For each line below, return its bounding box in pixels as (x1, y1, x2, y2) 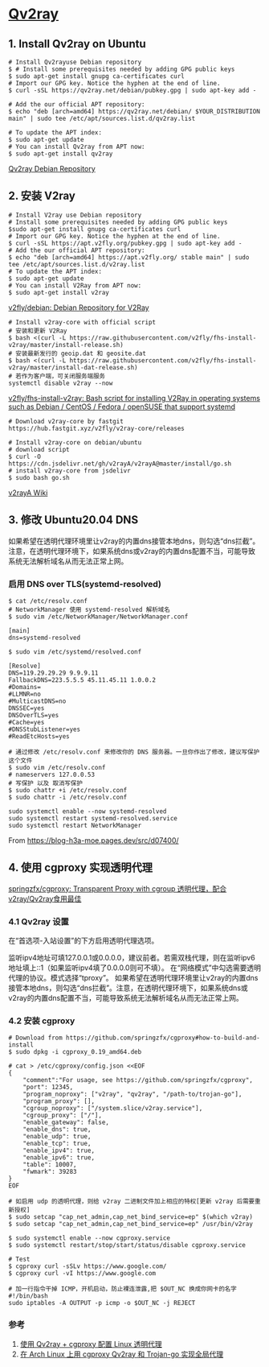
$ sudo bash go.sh (8, 473, 70, 481)
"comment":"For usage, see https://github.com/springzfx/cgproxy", (22, 1076, 253, 1084)
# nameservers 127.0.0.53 (8, 770, 95, 778)
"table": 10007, (22, 1161, 78, 1169)
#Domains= (8, 683, 42, 691)
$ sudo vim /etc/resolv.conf (8, 763, 106, 771)
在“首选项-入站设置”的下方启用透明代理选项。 (8, 935, 159, 946)
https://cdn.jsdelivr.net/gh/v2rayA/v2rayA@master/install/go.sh (8, 460, 231, 468)
